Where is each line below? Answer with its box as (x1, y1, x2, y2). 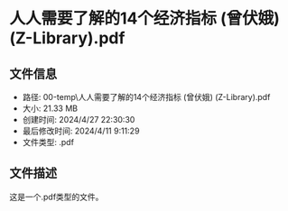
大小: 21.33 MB (22, 103, 79, 114)
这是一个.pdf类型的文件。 (9, 191, 104, 202)
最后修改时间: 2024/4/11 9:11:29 (22, 125, 140, 136)
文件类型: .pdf (22, 137, 75, 147)
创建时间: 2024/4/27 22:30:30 (22, 115, 135, 124)
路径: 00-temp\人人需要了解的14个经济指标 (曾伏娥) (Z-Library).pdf (22, 92, 271, 102)
